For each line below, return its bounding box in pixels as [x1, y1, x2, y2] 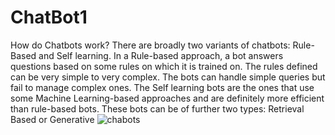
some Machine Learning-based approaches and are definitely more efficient [10, 92, 325, 104]
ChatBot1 [10, 6, 88, 29]
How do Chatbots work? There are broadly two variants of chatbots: [10, 39, 291, 51]
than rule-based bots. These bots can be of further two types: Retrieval [10, 102, 305, 115]
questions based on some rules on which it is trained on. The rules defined [10, 60, 318, 72]
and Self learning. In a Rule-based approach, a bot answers [38, 49, 284, 61]
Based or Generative [10, 113, 95, 125]
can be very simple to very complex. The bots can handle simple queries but [10, 71, 326, 83]
